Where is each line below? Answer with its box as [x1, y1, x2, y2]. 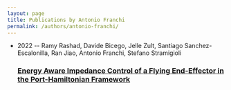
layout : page [7, 10, 45, 17]
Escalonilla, [17, 49, 50, 57]
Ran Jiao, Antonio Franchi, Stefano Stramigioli [50, 49, 182, 57]
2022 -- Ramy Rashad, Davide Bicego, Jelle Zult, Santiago [17, 42, 183, 50]
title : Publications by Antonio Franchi [7, 16, 126, 23]
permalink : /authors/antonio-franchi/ [7, 23, 119, 30]
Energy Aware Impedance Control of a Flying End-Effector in [17, 66, 225, 76]
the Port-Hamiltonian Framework [17, 75, 131, 85]
